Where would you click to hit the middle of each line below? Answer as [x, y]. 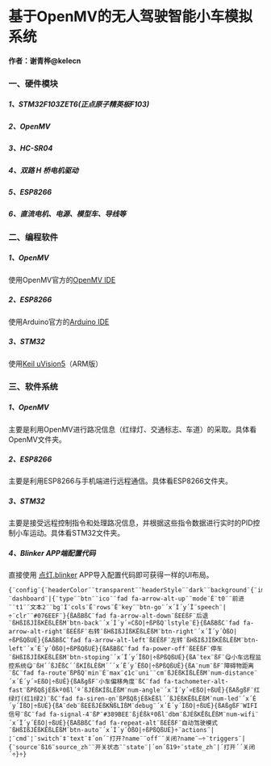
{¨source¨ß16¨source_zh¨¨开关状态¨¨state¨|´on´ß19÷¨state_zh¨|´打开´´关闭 [132, 747]
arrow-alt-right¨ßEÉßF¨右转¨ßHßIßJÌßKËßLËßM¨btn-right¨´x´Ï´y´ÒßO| [123, 632]
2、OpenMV [29, 126]
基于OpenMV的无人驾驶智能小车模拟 [131, 17]
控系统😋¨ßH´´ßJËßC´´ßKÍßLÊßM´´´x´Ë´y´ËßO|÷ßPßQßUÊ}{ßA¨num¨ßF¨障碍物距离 [131, 666]
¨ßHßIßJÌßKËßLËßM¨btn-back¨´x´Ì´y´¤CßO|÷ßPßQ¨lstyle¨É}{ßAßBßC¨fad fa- [131, 623]
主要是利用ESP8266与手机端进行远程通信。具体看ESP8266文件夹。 [120, 481]
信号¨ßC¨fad [27, 715]
